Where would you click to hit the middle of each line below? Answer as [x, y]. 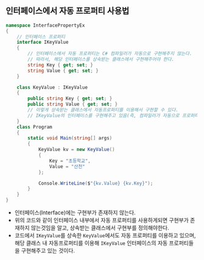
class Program [34, 127]
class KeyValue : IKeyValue [52, 87]
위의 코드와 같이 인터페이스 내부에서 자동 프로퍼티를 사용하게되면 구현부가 [102, 220]
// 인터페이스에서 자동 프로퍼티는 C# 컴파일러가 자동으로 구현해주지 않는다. [110, 54]
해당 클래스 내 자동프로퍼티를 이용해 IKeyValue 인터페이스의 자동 [91, 243]
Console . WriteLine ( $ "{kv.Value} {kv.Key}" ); [96, 183]
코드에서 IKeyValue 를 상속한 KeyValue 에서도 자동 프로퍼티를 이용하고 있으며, [105, 236]
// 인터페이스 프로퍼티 [41, 37]
